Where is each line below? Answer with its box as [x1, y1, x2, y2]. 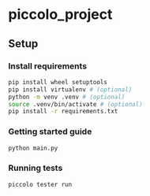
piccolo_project [8, 6, 113, 24]
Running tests [8, 163, 63, 174]
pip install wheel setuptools [8, 78, 108, 86]
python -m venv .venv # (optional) [8, 93, 126, 101]
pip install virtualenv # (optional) [8, 85, 133, 94]
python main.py [8, 144, 58, 152]
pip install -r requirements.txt [8, 108, 118, 116]
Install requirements [8, 61, 88, 72]
